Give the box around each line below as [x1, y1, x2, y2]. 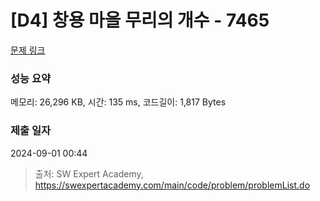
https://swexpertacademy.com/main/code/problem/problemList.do [34, 179, 311, 191]
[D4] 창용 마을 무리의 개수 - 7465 [10, 9, 270, 32]
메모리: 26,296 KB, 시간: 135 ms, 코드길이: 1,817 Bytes [10, 96, 227, 108]
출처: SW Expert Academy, [34, 167, 144, 180]
